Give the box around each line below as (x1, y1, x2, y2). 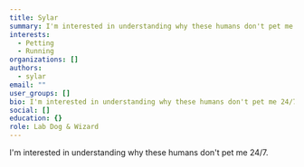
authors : (9, 64, 43, 73)
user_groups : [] (9, 88, 71, 97)
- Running (17, 47, 54, 56)
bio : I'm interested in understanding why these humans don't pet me (9, 97, 278, 107)
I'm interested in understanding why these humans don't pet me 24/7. (9, 147, 269, 158)
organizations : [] (9, 55, 79, 64)
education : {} (9, 114, 63, 123)
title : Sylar (9, 13, 59, 23)
